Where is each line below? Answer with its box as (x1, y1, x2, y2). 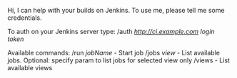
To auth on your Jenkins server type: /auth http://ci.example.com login (7, 28, 216, 35)
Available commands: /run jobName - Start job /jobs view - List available (7, 49, 220, 57)
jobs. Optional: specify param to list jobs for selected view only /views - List (7, 56, 231, 65)
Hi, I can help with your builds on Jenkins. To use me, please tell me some (7, 6, 225, 14)
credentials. (7, 13, 42, 22)
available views (7, 64, 53, 72)
